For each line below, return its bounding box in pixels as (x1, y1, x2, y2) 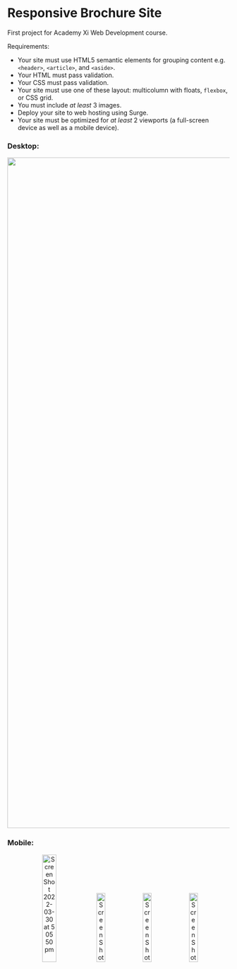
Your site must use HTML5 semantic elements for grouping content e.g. (17, 55, 226, 64)
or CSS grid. (17, 93, 54, 102)
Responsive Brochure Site (7, 5, 162, 21)
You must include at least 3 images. (17, 100, 122, 109)
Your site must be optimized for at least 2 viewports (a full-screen (17, 115, 209, 124)
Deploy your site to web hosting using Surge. (17, 108, 149, 117)
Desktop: (7, 141, 39, 151)
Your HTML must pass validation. (17, 71, 114, 79)
